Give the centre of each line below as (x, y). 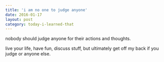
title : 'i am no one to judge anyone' (46, 10)
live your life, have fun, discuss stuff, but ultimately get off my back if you (82, 48)
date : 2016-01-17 (24, 15)
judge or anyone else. (28, 54)
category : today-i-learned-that (39, 24)
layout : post (19, 19)
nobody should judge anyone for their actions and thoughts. (68, 39)
